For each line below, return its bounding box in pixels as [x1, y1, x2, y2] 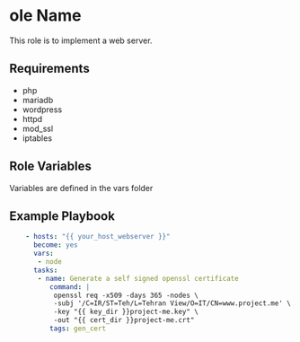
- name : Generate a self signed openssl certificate [37, 274, 240, 283]
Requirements [9, 61, 90, 76]
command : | [49, 282, 91, 292]
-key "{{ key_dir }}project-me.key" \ [53, 307, 199, 317]
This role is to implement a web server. [9, 35, 153, 46]
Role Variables [9, 159, 92, 174]
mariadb [22, 94, 54, 105]
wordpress [22, 104, 63, 115]
